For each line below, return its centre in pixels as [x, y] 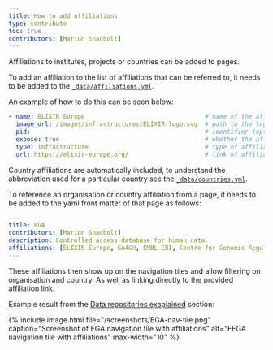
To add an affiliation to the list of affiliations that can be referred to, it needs [134, 77]
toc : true [25, 31]
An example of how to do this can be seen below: [91, 102]
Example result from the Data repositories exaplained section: [112, 304]
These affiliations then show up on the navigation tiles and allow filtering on [135, 271]
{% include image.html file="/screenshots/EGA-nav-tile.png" [110, 320]
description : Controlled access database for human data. [108, 240]
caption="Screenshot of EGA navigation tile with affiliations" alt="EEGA [127, 328]
